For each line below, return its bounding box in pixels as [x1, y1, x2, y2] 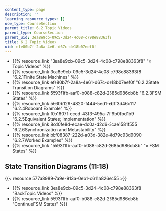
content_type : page [5, 7, 46, 12]
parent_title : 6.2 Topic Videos [5, 26, 72, 31]
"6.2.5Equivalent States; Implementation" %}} [12, 116, 106, 122]
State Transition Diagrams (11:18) [5, 162, 109, 171]
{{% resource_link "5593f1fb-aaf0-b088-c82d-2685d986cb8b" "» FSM [12, 142, 159, 148]
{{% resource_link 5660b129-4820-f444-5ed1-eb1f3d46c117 [12, 100, 136, 106]
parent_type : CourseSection [5, 30, 63, 35]
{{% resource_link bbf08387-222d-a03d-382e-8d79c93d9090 [12, 132, 142, 138]
